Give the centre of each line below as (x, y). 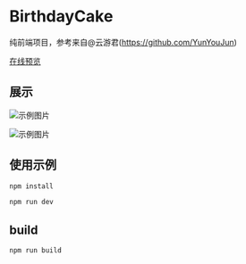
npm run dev (31, 202)
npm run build (36, 251)
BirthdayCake (61, 16)
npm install (31, 186)
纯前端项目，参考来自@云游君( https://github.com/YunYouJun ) (123, 42)
